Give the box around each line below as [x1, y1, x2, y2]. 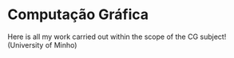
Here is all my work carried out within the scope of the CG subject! [7, 32, 227, 41]
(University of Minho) [7, 40, 77, 49]
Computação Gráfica [7, 6, 149, 24]
